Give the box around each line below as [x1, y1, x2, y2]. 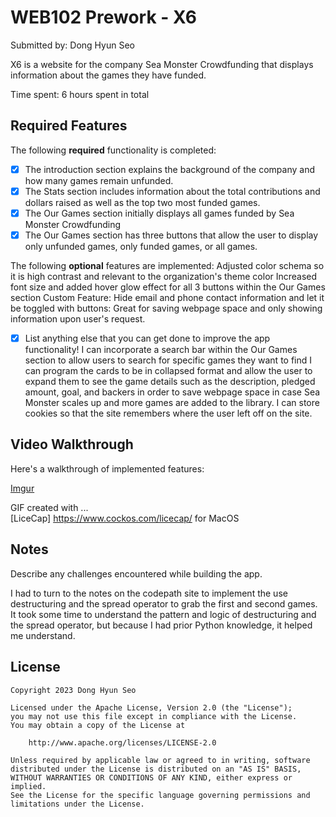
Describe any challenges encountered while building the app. [10, 567, 263, 580]
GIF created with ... [10, 501, 89, 513]
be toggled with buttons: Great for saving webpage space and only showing [10, 302, 323, 314]
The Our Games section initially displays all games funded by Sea [24, 207, 295, 219]
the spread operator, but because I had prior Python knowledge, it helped [10, 619, 313, 631]
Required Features [10, 117, 128, 135]
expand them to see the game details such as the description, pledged [24, 376, 316, 388]
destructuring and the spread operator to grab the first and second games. [10, 597, 318, 610]
